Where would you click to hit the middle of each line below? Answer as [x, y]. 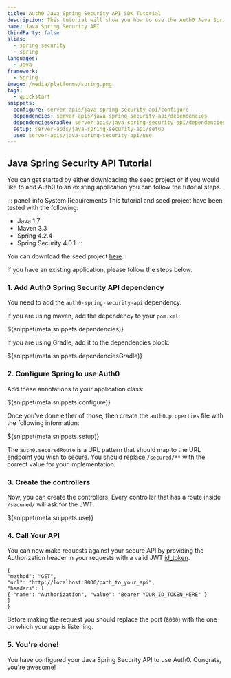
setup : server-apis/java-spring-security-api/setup [89, 129]
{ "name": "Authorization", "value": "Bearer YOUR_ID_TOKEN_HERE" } [107, 595]
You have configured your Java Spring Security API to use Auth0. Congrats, [114, 659]
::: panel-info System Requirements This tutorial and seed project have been [115, 201]
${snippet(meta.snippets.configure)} [59, 402]
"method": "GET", [32, 577]
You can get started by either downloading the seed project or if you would [113, 180]
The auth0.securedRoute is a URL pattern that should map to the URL [104, 449]
